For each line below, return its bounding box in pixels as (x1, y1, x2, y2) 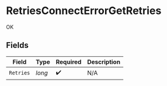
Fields (6, 40, 29, 50)
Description (87, 57, 121, 66)
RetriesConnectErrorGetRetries (6, 4, 162, 18)
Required (55, 57, 82, 66)
